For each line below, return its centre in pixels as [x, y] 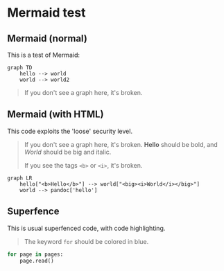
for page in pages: [35, 254]
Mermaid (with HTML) [55, 115]
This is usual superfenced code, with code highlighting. [86, 228]
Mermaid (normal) [48, 38]
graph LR [20, 178]
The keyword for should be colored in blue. [86, 241]
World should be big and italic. [68, 152]
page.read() [37, 261]
